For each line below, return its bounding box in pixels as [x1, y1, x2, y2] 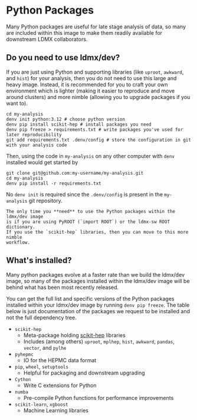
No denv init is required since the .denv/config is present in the [6, 191, 163, 198]
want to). [6, 100, 28, 107]
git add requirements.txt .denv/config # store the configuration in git [6, 137, 192, 143]
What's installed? [6, 255, 72, 265]
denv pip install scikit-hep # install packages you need [6, 122, 152, 127]
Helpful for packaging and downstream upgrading [23, 369, 146, 376]
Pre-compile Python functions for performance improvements [23, 394, 174, 401]
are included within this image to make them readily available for [6, 29, 163, 36]
